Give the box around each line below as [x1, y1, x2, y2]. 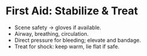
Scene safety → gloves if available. [14, 24, 102, 31]
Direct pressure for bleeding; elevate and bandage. [14, 36, 141, 43]
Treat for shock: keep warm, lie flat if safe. [14, 43, 120, 50]
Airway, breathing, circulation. [14, 30, 89, 37]
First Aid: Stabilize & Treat [5, 4, 139, 18]
